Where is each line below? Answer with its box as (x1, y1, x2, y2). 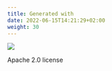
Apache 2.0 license (7, 56, 63, 64)
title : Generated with (7, 10, 74, 18)
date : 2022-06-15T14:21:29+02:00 (7, 17, 106, 24)
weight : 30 (7, 23, 39, 30)
